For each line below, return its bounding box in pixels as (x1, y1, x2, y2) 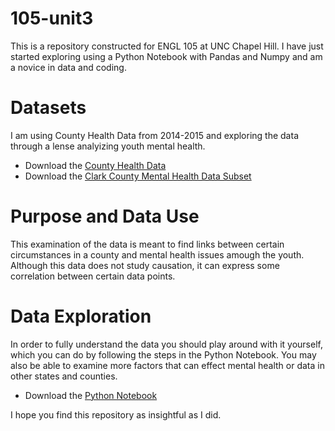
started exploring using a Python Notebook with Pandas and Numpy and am (10, 50, 323, 62)
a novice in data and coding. (10, 61, 127, 73)
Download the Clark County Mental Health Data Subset (24, 170, 252, 182)
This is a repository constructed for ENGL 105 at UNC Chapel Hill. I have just (10, 40, 324, 52)
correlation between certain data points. (10, 270, 176, 282)
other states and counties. (10, 370, 118, 382)
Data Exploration (10, 305, 152, 327)
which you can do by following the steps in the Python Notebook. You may (10, 348, 317, 361)
